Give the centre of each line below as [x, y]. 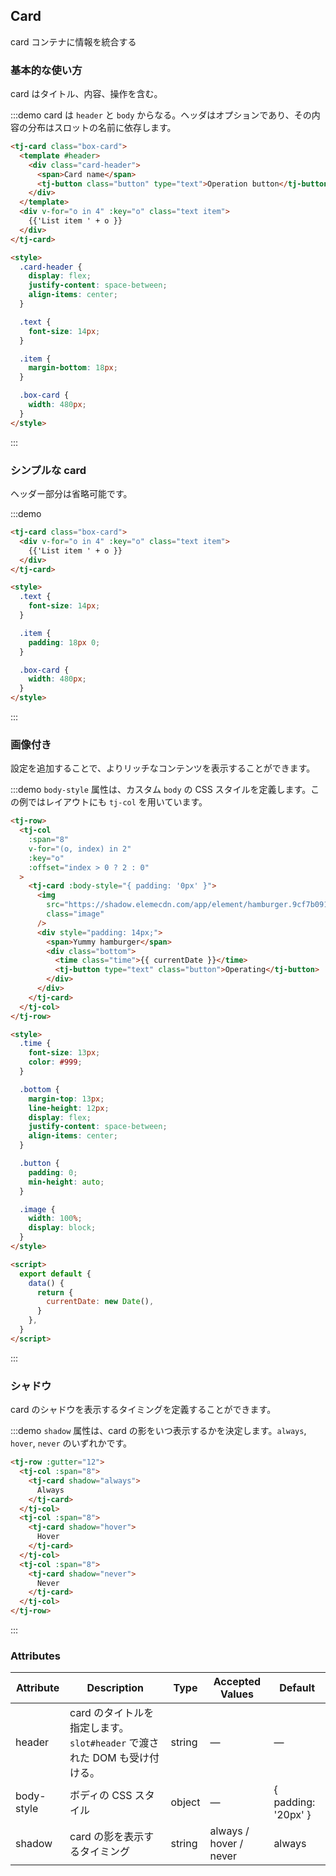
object [185, 1802]
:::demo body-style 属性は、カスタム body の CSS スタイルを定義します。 [161, 790]
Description [115, 1688]
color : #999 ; [55, 1062]
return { [55, 1292]
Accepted [237, 1682]
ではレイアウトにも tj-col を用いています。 [117, 802]
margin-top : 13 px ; [66, 1099]
